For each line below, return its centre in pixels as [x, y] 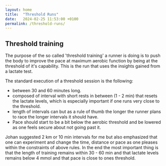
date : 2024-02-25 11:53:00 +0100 [42, 19]
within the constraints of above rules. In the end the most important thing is [82, 148]
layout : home [19, 10]
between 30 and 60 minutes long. [47, 91]
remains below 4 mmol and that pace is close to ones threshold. [70, 158]
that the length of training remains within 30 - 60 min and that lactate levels [82, 153]
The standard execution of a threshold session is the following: [69, 81]
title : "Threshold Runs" [32, 14]
